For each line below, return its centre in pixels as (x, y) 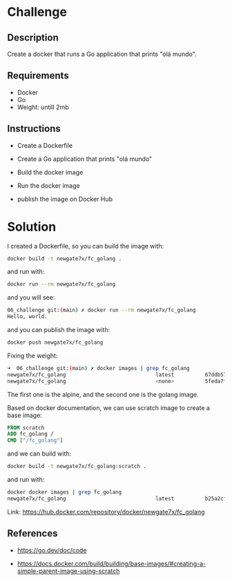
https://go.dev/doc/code (52, 550)
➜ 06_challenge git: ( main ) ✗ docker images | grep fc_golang (98, 368)
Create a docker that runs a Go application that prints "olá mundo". (102, 54)
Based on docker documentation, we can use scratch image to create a (109, 407)
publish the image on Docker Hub (65, 199)
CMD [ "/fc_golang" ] (35, 440)
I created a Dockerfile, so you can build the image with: (86, 246)
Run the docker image (49, 185)
